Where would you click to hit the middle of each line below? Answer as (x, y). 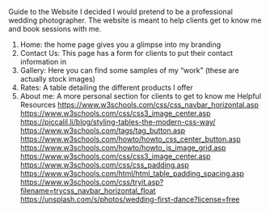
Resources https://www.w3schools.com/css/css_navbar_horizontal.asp (139, 105)
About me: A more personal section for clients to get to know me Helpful (140, 96)
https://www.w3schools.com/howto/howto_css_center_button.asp (130, 139)
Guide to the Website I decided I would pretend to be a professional (120, 12)
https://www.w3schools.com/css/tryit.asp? (92, 182)
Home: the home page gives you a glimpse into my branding (120, 45)
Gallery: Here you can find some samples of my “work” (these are (130, 70)
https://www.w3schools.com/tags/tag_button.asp (103, 130)
